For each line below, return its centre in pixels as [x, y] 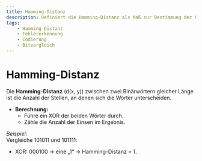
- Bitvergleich [36, 45]
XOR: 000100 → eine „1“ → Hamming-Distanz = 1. [76, 151]
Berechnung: [32, 109]
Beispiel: [17, 133]
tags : [13, 23]
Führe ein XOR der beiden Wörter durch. [74, 116]
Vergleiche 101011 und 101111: [42, 140]
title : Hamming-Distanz [36, 12]
